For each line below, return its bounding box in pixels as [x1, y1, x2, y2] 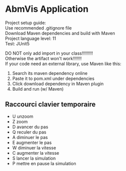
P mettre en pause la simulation [12, 160, 76, 166]
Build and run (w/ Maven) [12, 86, 64, 92]
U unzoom [12, 113, 33, 119]
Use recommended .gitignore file [5, 25, 72, 31]
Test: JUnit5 [5, 40, 30, 46]
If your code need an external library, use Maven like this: [5, 61, 122, 67]
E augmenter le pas [12, 139, 52, 145]
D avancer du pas [12, 124, 48, 130]
